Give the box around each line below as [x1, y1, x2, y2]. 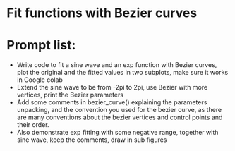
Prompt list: [6, 37, 76, 54]
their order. [16, 121, 50, 129]
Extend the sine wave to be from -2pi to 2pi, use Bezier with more [16, 83, 208, 92]
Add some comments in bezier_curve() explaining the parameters [16, 98, 207, 107]
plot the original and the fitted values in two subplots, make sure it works [16, 68, 229, 77]
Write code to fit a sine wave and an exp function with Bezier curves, [16, 61, 217, 69]
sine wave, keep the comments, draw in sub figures [16, 135, 167, 144]
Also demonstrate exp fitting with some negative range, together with [16, 128, 219, 137]
